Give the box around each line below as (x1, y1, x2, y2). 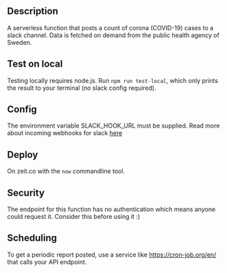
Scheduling (7, 233, 57, 244)
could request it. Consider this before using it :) (7, 213, 141, 221)
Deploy (7, 149, 38, 161)
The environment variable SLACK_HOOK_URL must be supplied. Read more (7, 121, 220, 130)
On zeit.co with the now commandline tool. (7, 167, 126, 176)
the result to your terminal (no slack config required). (7, 84, 156, 92)
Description (7, 5, 58, 17)
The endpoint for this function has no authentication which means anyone (7, 205, 216, 213)
